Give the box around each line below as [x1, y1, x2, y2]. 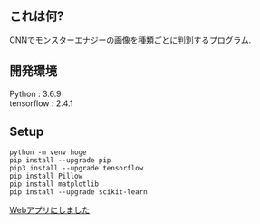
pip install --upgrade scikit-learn [9, 188, 148, 197]
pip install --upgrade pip [9, 156, 111, 165]
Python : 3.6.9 [9, 88, 62, 99]
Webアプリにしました [9, 205, 91, 216]
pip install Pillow [9, 171, 83, 181]
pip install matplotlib [9, 180, 100, 189]
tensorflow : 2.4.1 [9, 98, 73, 109]
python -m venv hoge [9, 148, 88, 157]
